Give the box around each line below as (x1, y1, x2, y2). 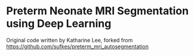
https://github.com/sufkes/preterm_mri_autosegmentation (6, 43, 149, 50)
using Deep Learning (6, 17, 112, 30)
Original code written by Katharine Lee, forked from (6, 36, 133, 43)
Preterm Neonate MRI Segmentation (6, 4, 189, 18)
